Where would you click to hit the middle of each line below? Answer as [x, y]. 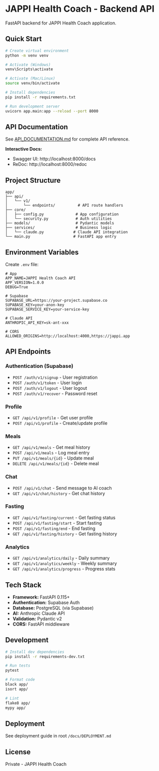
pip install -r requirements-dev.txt [45, 656]
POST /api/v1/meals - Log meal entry [51, 453]
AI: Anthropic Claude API [38, 613]
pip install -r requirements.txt [41, 97]
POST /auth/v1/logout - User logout [50, 388]
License [18, 752]
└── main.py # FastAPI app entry [61, 237]
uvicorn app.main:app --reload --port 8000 [52, 111]
